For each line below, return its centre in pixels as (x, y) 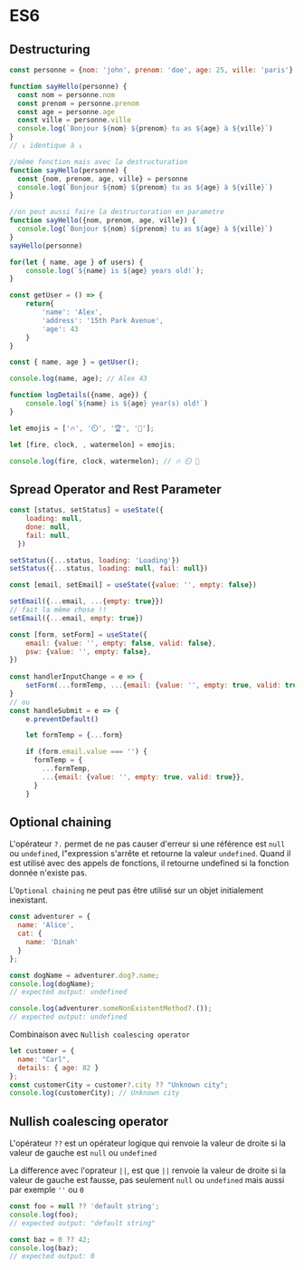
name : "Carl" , (44, 1059)
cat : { (30, 934)
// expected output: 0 (52, 1256)
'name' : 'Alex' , (72, 312)
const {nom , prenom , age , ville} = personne (103, 179)
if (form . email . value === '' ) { (86, 752)
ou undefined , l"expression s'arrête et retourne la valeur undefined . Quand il (150, 854)
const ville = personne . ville (74, 120)
